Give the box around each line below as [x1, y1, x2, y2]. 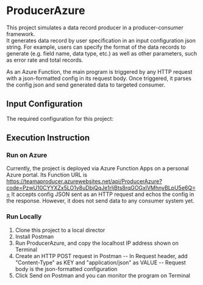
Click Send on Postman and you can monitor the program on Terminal [15, 272, 191, 279]
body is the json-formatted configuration [15, 265, 118, 272]
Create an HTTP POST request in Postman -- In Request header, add [15, 252, 188, 259]
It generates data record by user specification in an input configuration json [6, 37, 196, 44]
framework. [6, 30, 35, 37]
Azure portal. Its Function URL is [6, 171, 87, 179]
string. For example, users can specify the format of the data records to [6, 43, 186, 51]
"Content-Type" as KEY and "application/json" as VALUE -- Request [15, 259, 186, 266]
